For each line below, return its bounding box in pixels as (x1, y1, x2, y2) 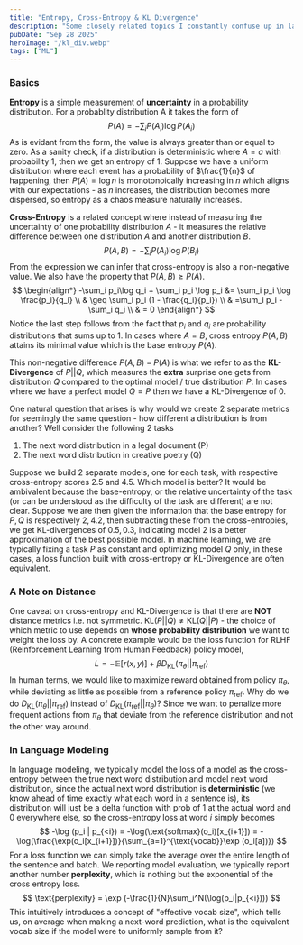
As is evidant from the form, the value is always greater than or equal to (9, 137, 275, 148)
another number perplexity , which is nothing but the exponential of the (9, 869, 273, 880)
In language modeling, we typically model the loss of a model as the (9, 764, 262, 775)
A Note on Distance (9, 585, 96, 598)
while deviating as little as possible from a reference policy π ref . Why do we (9, 686, 289, 699)
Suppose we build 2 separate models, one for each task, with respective (9, 466, 278, 478)
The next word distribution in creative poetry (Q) (22, 449, 203, 460)
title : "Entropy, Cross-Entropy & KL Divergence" (9, 13, 200, 23)
